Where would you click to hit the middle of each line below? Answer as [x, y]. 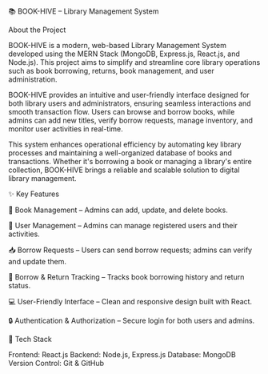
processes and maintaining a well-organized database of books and [120, 153]
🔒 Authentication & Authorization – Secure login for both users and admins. [132, 320]
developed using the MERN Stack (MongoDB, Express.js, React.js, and [124, 54]
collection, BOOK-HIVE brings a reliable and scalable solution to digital [124, 170]
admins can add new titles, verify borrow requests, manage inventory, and [131, 120]
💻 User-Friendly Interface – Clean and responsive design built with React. [130, 302]
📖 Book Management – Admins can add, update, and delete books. [118, 210]
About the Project [37, 30]
